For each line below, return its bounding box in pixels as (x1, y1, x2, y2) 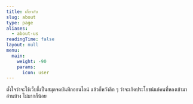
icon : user (22, 70, 50, 75)
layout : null (6, 42, 39, 48)
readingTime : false (6, 36, 55, 42)
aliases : (6, 25, 28, 31)
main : (11, 53, 26, 59)
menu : (6, 48, 20, 53)
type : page (6, 20, 33, 26)
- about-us (11, 31, 39, 37)
